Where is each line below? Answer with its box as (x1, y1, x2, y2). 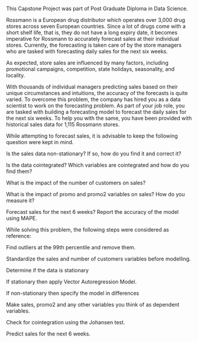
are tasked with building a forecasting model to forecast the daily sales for (6, 109, 187, 115)
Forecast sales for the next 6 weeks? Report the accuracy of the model (6, 209, 179, 215)
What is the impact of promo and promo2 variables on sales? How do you (6, 191, 185, 197)
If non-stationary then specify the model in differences (6, 289, 139, 297)
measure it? (6, 197, 35, 204)
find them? (6, 168, 33, 175)
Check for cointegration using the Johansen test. (6, 319, 125, 325)
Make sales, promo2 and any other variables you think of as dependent (6, 301, 180, 308)
